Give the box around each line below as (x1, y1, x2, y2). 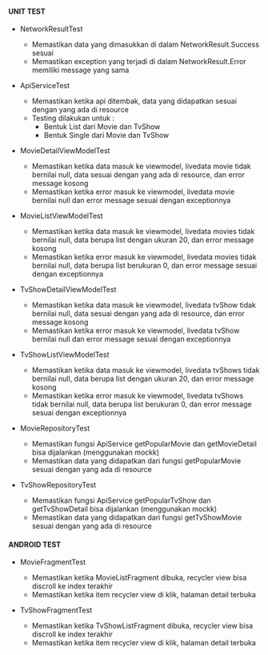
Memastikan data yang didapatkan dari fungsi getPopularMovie (31, 456, 242, 466)
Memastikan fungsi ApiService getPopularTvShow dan (31, 495, 211, 505)
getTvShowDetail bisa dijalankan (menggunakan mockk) (31, 504, 218, 514)
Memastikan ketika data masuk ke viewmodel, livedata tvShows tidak (31, 366, 260, 375)
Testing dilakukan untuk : (31, 113, 114, 123)
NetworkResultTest (19, 24, 83, 34)
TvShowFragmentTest (19, 605, 93, 615)
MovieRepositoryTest (19, 423, 90, 433)
